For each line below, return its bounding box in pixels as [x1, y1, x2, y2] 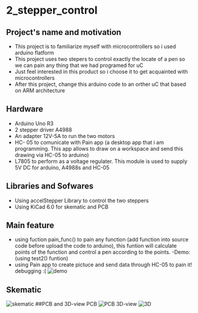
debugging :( [14, 267, 46, 274]
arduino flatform [14, 49, 54, 56]
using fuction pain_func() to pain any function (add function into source [14, 236, 189, 243]
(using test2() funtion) [14, 255, 69, 262]
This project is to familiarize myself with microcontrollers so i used [14, 43, 176, 50]
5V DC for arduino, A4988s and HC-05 [14, 164, 110, 171]
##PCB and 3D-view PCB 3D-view [35, 301, 137, 308]
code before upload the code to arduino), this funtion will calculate [14, 242, 177, 250]
